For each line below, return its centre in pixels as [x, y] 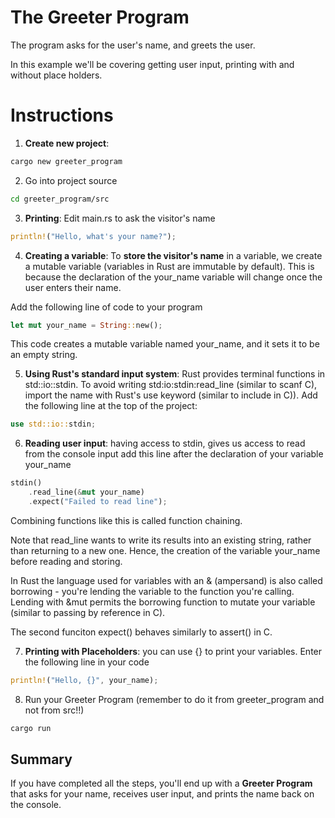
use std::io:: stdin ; [53, 424]
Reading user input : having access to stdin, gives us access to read [165, 443]
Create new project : [67, 143]
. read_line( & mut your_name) [86, 492]
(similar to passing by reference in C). [88, 612]
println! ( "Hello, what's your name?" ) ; [93, 236]
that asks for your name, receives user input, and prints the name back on [162, 794]
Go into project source [71, 180]
